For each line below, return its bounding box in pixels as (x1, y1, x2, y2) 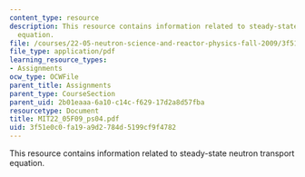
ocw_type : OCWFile (9, 73, 79, 82)
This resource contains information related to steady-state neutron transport (9, 148, 295, 159)
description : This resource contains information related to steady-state (9, 22, 299, 31)
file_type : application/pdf (9, 47, 116, 56)
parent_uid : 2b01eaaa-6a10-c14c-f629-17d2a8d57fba (9, 97, 205, 107)
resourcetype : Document (9, 106, 100, 115)
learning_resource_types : (9, 55, 107, 64)
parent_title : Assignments (9, 81, 112, 90)
